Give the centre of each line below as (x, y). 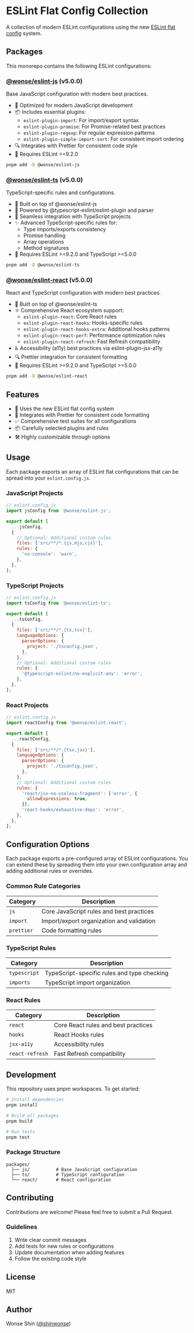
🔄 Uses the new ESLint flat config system (64, 409)
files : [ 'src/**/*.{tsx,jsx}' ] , (56, 750)
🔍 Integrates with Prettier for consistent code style (76, 146)
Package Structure (33, 1152)
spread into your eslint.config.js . (48, 478)
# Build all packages (33, 1116)
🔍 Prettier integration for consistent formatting (71, 357)
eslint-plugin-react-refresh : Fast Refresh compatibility (92, 342)
